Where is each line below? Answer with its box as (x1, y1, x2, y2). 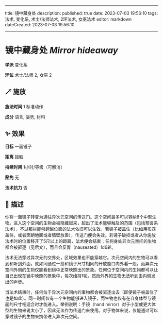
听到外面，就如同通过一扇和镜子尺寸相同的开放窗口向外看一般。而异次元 (13, 261, 158, 267)
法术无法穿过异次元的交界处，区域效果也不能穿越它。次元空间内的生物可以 (5, 255, 154, 260)
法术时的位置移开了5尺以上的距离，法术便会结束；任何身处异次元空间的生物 (5, 239, 157, 244)
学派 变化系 (5, 62, 28, 68)
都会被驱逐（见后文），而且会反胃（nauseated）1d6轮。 (5, 244, 116, 250)
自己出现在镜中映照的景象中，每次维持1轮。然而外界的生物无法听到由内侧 (5, 273, 151, 279)
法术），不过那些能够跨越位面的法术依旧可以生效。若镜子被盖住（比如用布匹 (5, 226, 156, 232)
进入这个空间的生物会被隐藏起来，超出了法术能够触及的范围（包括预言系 (13, 220, 158, 226)
